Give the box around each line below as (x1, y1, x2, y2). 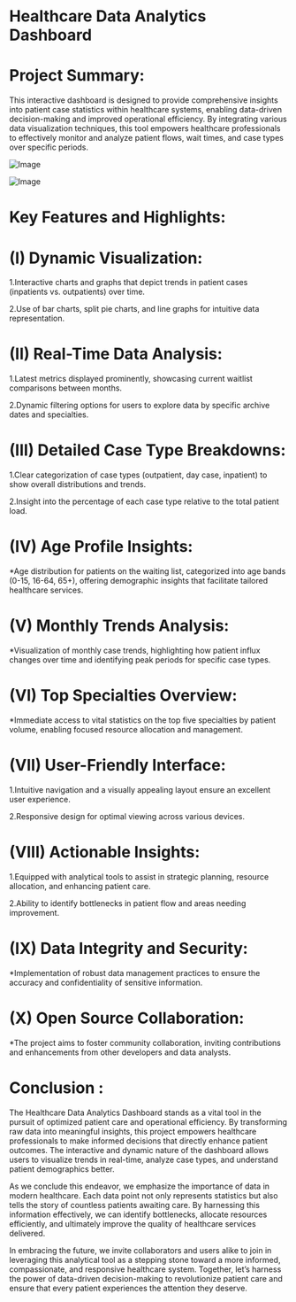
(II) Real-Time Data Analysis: (9, 344, 223, 364)
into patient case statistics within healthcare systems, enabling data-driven (9, 105, 283, 115)
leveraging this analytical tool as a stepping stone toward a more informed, (9, 1254, 281, 1265)
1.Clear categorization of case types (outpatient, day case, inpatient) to (9, 469, 268, 480)
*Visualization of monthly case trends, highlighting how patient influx (9, 645, 261, 655)
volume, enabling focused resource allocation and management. (9, 724, 243, 734)
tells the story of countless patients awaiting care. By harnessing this (9, 1199, 261, 1210)
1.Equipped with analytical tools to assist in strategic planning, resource (9, 871, 269, 882)
